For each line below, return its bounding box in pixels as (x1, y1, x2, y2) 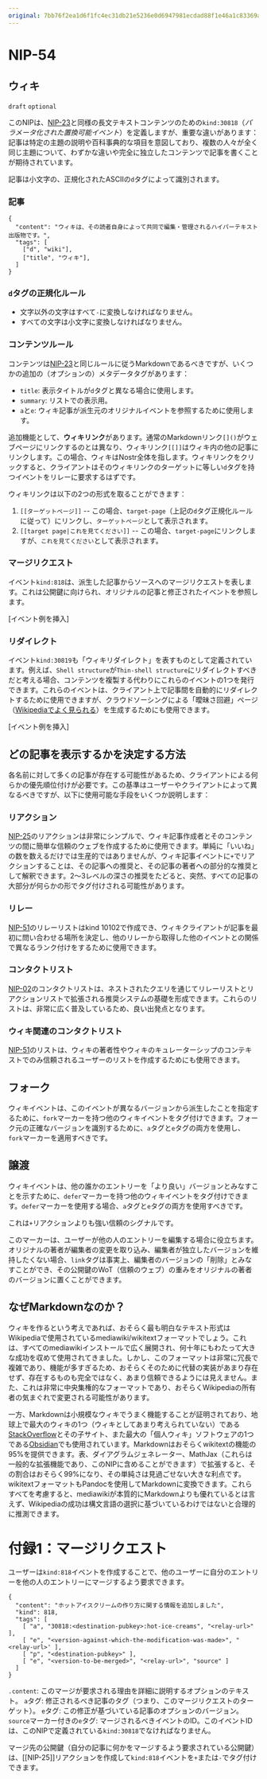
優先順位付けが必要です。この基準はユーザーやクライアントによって (29, 780, 250, 789)
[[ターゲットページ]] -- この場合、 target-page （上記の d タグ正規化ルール (19, 506, 253, 516)
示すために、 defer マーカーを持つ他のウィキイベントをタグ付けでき (21, 1191, 242, 1201)
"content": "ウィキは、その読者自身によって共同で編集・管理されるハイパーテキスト (15, 223, 258, 231)
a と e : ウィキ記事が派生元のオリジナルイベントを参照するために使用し (19, 405, 248, 415)
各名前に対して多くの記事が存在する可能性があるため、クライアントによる (8, 769, 252, 780)
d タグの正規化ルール (8, 287, 86, 298)
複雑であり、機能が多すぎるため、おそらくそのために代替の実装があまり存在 (8, 1362, 259, 1372)
